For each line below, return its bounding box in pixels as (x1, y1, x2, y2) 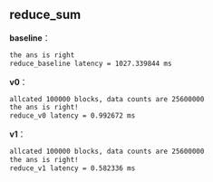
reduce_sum (9, 7, 82, 23)
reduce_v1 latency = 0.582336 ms (9, 163, 136, 173)
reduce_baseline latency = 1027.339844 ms (9, 59, 172, 68)
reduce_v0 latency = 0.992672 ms (9, 111, 136, 120)
